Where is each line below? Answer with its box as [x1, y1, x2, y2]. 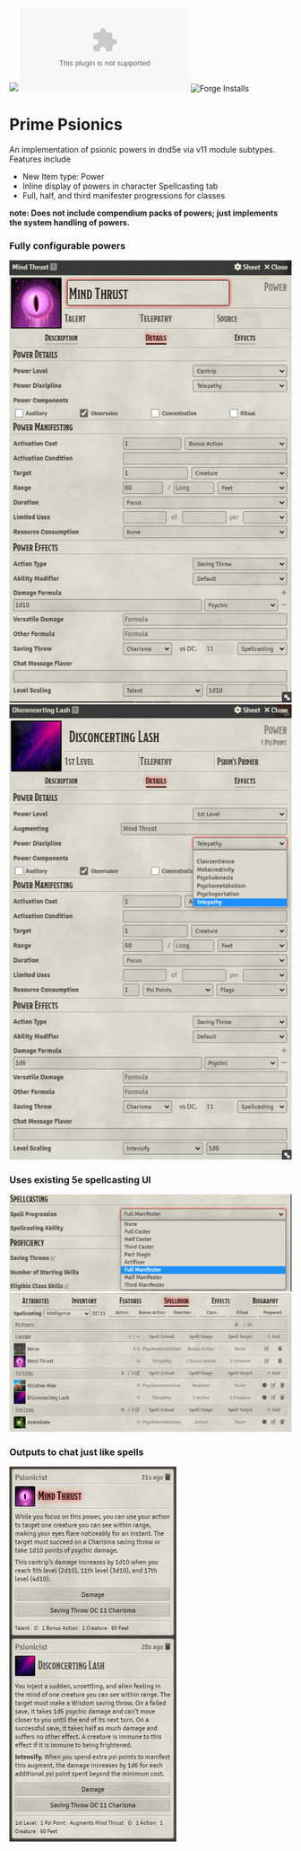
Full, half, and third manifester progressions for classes [21, 190, 226, 200]
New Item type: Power [21, 171, 105, 181]
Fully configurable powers [9, 239, 126, 251]
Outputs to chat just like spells [9, 1446, 144, 1459]
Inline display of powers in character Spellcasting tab [21, 181, 219, 191]
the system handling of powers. [9, 216, 130, 227]
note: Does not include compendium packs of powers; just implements [9, 207, 279, 218]
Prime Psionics [9, 115, 123, 135]
